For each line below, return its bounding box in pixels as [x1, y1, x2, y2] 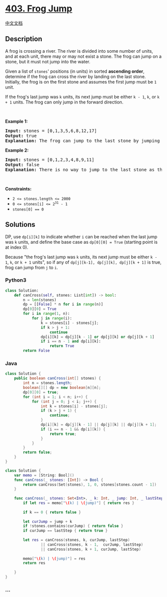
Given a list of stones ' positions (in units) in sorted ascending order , [5, 68, 145, 74]
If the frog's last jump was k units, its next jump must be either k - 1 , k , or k [5, 94, 160, 99]
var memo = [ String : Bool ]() [14, 473, 75, 478]
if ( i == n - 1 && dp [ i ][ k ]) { [40, 426, 106, 432]
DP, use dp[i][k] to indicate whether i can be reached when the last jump [5, 233, 158, 239]
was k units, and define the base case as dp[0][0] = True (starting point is [5, 239, 158, 245]
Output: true [5, 133, 37, 138]
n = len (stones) [23, 297, 57, 302]
